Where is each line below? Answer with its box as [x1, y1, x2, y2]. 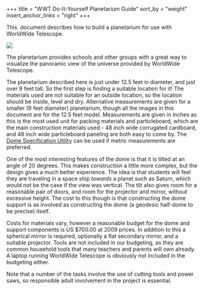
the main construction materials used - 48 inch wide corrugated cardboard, [6, 124, 197, 131]
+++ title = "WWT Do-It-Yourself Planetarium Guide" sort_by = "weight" [6, 6, 188, 12]
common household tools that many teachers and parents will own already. [6, 245, 196, 253]
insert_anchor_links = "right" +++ [6, 12, 91, 19]
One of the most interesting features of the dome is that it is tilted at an [6, 156, 185, 162]
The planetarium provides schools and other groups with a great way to [6, 53, 187, 61]
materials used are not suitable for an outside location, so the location [6, 91, 183, 99]
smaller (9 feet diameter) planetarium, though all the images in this [6, 104, 174, 112]
